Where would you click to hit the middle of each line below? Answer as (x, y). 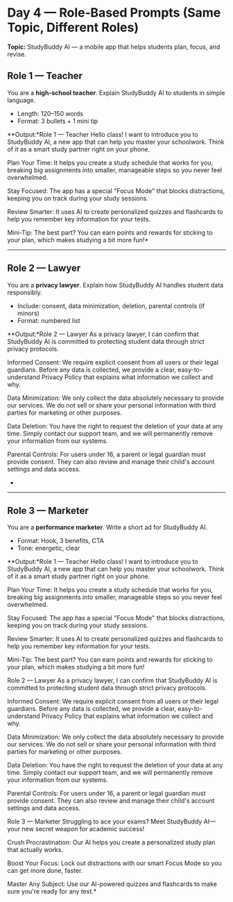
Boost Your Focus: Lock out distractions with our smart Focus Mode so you (114, 863)
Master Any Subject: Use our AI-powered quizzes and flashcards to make (112, 884)
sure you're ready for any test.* (52, 892)
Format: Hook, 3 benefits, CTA (60, 541)
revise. (17, 54)
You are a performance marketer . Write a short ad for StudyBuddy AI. (107, 527)
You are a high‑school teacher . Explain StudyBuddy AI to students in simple (116, 92)
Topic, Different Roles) (73, 27)
